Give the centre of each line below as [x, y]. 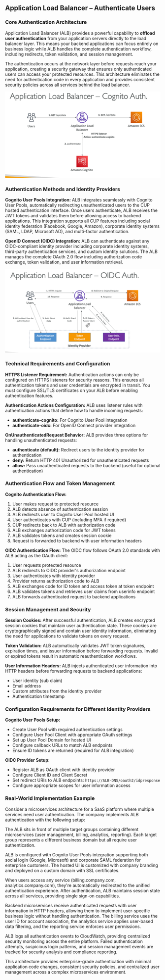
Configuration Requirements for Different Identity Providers [78, 709]
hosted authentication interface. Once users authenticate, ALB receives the [81, 210]
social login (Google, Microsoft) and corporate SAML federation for [73, 860]
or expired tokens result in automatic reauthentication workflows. [71, 656]
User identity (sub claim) [37, 681]
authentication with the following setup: [45, 820]
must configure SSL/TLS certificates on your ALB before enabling [71, 390]
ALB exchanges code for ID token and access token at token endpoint [83, 586]
